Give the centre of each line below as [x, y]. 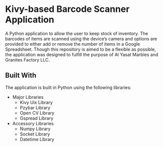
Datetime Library [37, 139]
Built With [21, 75]
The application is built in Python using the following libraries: [68, 87]
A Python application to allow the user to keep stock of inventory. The [77, 33]
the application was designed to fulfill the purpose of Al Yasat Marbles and [82, 54]
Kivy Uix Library [36, 102]
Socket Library [35, 134]
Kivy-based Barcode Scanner [67, 9]
